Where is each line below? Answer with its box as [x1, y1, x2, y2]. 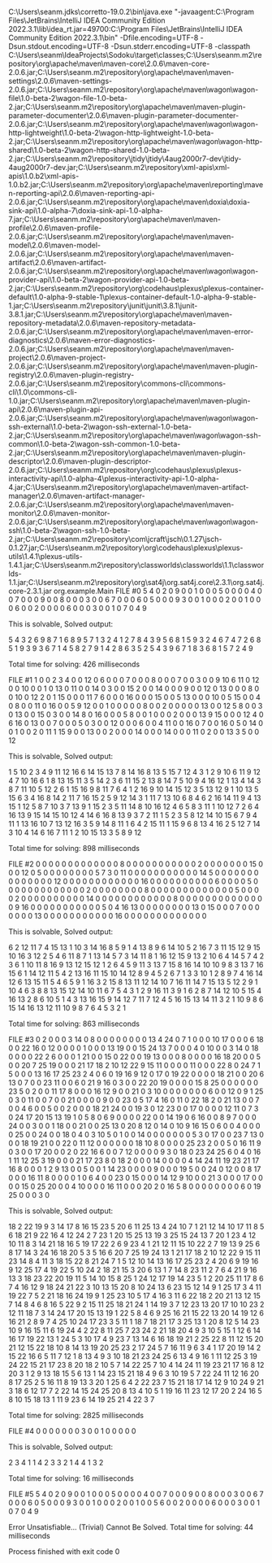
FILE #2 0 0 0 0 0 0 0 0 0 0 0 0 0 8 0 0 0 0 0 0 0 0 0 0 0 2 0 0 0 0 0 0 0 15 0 [8, 859, 264, 869]
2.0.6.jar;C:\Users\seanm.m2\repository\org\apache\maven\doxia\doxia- [8, 197, 250, 207]
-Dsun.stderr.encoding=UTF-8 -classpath [110, 41, 250, 51]
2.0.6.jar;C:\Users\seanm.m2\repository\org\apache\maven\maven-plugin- [8, 361, 258, 371]
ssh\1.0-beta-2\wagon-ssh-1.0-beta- [8, 526, 132, 535]
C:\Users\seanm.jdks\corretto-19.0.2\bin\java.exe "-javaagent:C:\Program [8, 7, 254, 16]
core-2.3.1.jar [8, 586, 53, 596]
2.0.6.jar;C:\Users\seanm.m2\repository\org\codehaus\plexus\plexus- [8, 465, 242, 474]
